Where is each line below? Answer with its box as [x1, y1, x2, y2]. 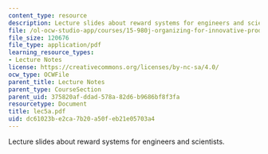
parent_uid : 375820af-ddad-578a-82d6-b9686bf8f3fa [8, 93, 180, 101]
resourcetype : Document [8, 100, 88, 108]
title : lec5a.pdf [8, 108, 66, 116]
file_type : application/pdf [8, 41, 102, 49]
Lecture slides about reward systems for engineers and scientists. [8, 137, 225, 146]
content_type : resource [8, 11, 88, 20]
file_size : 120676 [8, 33, 69, 42]
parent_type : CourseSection [8, 85, 102, 94]
